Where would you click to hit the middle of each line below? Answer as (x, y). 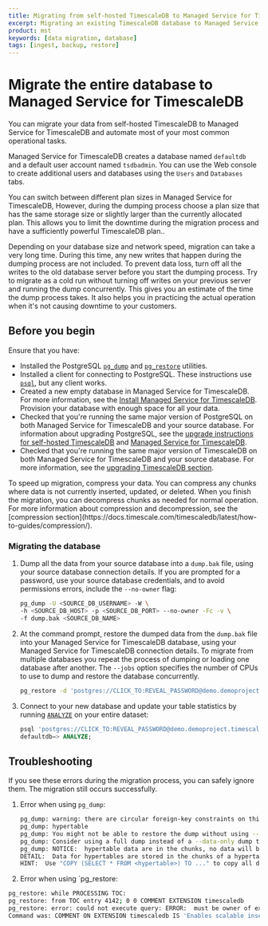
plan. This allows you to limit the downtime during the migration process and (134, 223)
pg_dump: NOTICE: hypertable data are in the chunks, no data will (136, 849)
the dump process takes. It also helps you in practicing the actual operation (132, 298)
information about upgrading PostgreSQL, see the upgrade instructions (136, 433)
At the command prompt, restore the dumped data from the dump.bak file (138, 633)
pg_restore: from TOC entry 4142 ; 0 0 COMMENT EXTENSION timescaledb (126, 901)
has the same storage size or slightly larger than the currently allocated (125, 214)
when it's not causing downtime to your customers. (93, 306)
